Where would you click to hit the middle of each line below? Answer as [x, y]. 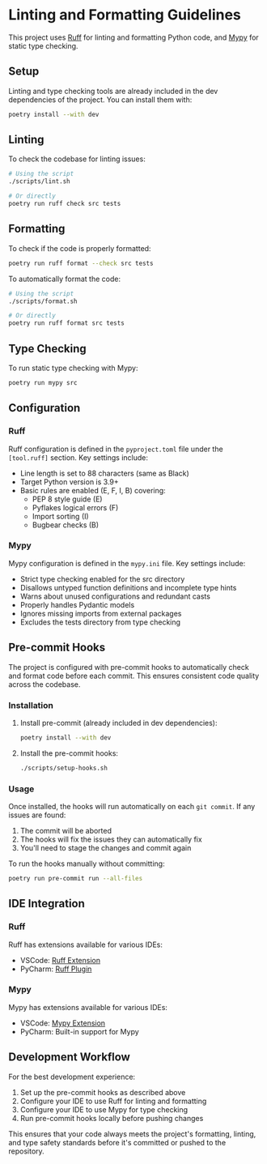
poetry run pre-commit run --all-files [76, 878]
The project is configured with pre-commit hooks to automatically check [129, 667]
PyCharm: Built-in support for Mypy [79, 1031]
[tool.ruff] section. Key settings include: [78, 457]
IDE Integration [47, 904]
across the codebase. [44, 684]
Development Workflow [70, 1057]
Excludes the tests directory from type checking [100, 622]
